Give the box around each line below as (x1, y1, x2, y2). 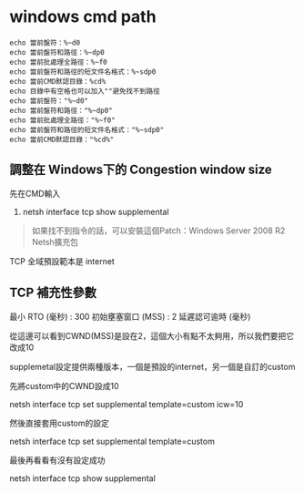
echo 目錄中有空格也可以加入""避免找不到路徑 (9, 87, 161, 96)
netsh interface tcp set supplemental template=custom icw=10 (9, 398, 244, 409)
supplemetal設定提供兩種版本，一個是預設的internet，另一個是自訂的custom (9, 361, 296, 372)
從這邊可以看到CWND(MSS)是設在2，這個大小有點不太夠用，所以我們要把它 (9, 330, 295, 341)
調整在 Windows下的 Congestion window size (9, 162, 273, 178)
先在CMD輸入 (9, 188, 61, 199)
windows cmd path (9, 6, 157, 27)
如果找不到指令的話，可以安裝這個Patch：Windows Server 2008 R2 (31, 225, 286, 236)
